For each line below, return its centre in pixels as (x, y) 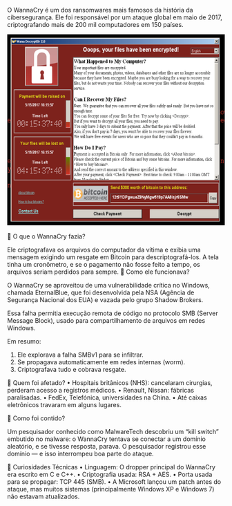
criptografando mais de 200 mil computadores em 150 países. (96, 25)
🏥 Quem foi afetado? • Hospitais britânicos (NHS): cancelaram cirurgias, (110, 383)
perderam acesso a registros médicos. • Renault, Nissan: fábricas (101, 391)
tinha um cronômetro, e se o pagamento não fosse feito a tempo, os (104, 265)
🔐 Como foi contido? (36, 418)
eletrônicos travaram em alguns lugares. (65, 405)
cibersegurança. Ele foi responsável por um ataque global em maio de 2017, (115, 17)
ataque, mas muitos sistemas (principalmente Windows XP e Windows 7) (111, 489)
